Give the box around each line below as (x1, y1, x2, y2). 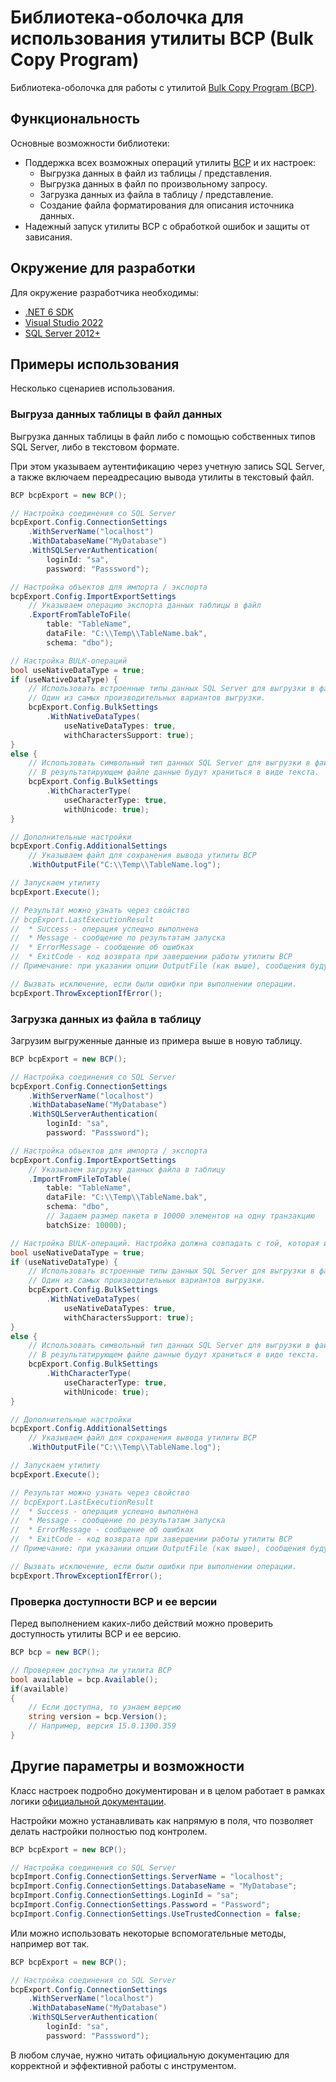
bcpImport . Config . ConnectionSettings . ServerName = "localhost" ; (10, 1872, 284, 1882)
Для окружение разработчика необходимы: (10, 286, 200, 298)
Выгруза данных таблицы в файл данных (10, 407, 223, 421)
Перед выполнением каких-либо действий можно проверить (10, 1617, 273, 1630)
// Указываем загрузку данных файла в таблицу (28, 1164, 226, 1175)
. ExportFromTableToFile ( (28, 610, 132, 620)
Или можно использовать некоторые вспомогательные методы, (10, 1927, 287, 1939)
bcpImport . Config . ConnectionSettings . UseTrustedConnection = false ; (10, 1909, 302, 1919)
